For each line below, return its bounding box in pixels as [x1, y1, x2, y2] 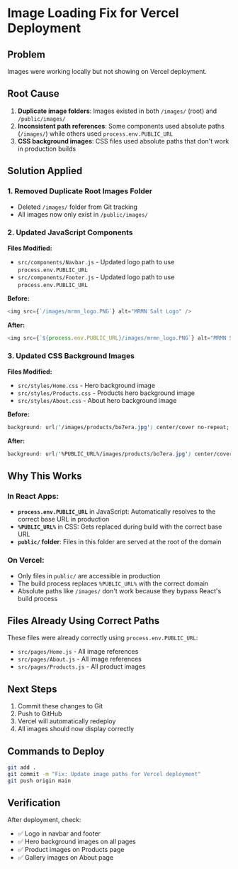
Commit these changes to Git [17, 702, 103, 711]
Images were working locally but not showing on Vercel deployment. [7, 68, 208, 75]
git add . [7, 764, 37, 772]
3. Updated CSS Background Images [7, 351, 135, 361]
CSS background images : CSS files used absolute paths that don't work [17, 136, 229, 145]
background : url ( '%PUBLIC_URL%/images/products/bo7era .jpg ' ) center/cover [7, 450, 233, 458]
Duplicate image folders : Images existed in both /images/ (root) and [17, 107, 217, 115]
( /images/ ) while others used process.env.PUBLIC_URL [17, 129, 174, 138]
